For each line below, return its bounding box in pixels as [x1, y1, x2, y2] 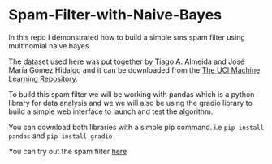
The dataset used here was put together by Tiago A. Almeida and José [8, 57, 245, 66]
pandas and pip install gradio [8, 131, 113, 141]
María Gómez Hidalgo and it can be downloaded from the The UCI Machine [8, 65, 261, 74]
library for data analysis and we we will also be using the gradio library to [8, 98, 253, 107]
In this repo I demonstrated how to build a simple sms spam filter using [8, 32, 245, 42]
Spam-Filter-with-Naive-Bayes [8, 6, 222, 24]
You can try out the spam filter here [8, 146, 127, 156]
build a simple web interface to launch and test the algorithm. [8, 107, 214, 116]
